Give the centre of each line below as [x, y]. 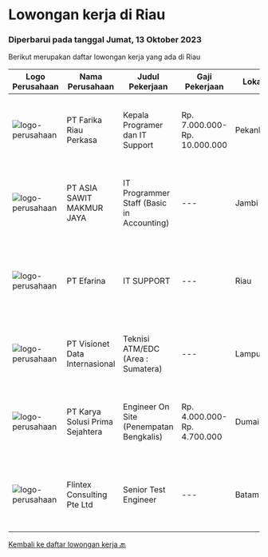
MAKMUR [85, 208]
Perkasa [82, 140]
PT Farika [84, 120]
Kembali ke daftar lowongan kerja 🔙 [67, 544]
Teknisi [136, 339]
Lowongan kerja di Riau [87, 15]
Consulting [87, 495]
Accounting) [146, 223]
